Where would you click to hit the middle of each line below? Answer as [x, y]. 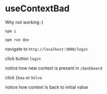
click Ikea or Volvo [24, 77]
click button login [23, 58]
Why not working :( [24, 22]
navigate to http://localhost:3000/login [46, 49]
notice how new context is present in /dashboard [54, 68]
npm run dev [17, 40]
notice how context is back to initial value [47, 87]
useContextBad [37, 9]
